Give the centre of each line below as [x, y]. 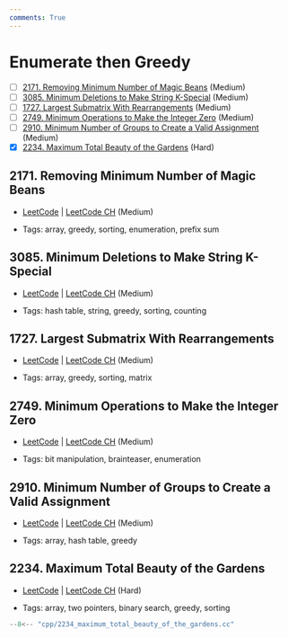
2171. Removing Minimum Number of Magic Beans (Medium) [134, 87]
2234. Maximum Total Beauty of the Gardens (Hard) [118, 147]
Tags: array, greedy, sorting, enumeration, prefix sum [121, 229]
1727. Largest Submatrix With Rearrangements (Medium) [127, 107]
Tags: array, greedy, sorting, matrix [87, 377]
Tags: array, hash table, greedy [79, 541]
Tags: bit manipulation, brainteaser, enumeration [112, 459]
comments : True [38, 18]
